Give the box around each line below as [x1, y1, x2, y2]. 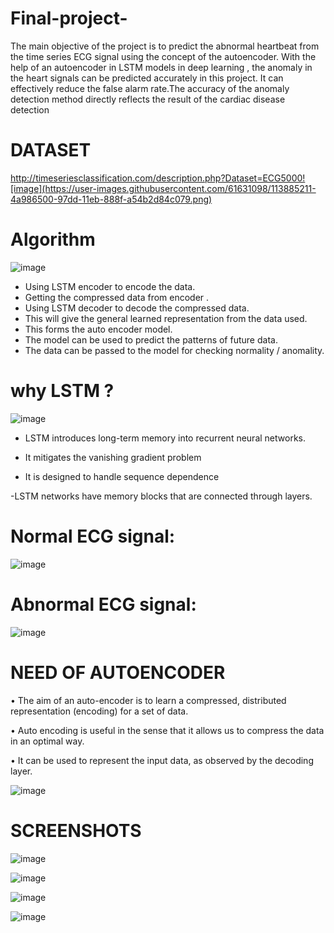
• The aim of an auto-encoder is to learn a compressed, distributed [10, 694, 287, 706]
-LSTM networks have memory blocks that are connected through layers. [10, 490, 313, 502]
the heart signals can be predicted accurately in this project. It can [10, 72, 284, 84]
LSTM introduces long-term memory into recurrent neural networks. [24, 432, 306, 444]
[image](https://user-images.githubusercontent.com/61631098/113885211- [10, 182, 317, 194]
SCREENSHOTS [10, 819, 142, 842]
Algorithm [10, 228, 96, 251]
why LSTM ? [10, 380, 115, 402]
